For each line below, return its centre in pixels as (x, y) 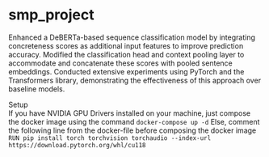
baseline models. (37, 89)
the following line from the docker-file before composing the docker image (132, 130)
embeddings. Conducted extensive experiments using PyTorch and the (126, 71)
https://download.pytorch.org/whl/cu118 (78, 145)
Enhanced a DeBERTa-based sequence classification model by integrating (132, 37)
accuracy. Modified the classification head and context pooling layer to (126, 54)
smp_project (51, 15)
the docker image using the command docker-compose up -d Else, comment (134, 121)
